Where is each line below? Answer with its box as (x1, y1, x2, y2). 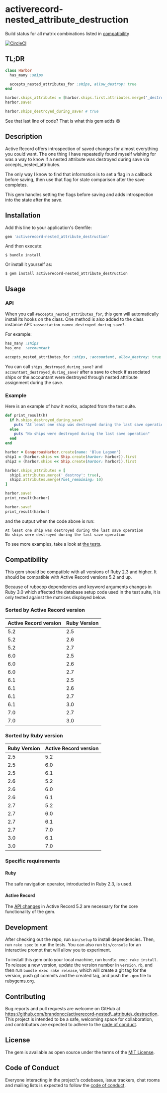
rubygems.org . (5, 978, 35, 984)
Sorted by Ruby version (5, 732, 63, 739)
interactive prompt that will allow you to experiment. (5, 947, 111, 953)
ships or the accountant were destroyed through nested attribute (5, 374, 138, 380)
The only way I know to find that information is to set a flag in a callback (5, 171, 153, 177)
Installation (5, 211, 41, 220)
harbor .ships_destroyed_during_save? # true (5, 109, 99, 114)
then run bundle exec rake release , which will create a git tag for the (5, 967, 147, 973)
